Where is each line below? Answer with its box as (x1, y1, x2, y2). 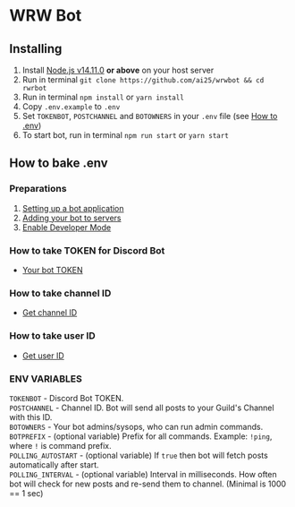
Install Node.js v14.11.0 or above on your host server (21, 64, 215, 75)
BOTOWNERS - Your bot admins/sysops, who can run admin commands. (9, 421, 264, 432)
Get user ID (21, 350, 64, 361)
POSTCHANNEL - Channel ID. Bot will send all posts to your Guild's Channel (9, 402, 274, 413)
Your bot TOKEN (21, 264, 83, 275)
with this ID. (9, 411, 53, 422)
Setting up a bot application (21, 202, 124, 213)
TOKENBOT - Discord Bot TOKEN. (9, 392, 124, 403)
